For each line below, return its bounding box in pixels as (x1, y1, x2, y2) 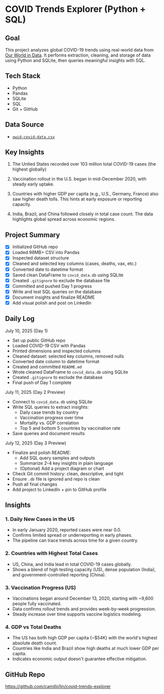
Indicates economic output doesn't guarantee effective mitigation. (12, 656, 147, 662)
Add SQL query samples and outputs (19, 455, 95, 461)
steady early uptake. (12, 181, 55, 187)
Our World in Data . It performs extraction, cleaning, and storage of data (5, 52, 151, 58)
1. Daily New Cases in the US (5, 516, 75, 523)
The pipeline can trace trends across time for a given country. (12, 537, 139, 544)
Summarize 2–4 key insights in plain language (19, 460, 113, 466)
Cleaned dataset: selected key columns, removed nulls (12, 353, 124, 359)
